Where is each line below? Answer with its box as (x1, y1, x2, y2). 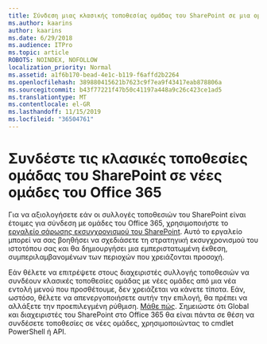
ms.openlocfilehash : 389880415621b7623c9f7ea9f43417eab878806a (8, 78, 222, 86)
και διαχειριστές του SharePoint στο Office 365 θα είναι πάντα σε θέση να (8, 310, 254, 319)
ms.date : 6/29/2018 (8, 33, 73, 42)
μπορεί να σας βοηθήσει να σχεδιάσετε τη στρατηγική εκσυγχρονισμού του (8, 235, 258, 244)
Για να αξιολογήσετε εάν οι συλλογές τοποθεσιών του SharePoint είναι (8, 209, 246, 219)
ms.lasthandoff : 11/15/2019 (8, 108, 102, 116)
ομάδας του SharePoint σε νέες (8, 166, 222, 185)
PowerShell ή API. (8, 326, 67, 336)
